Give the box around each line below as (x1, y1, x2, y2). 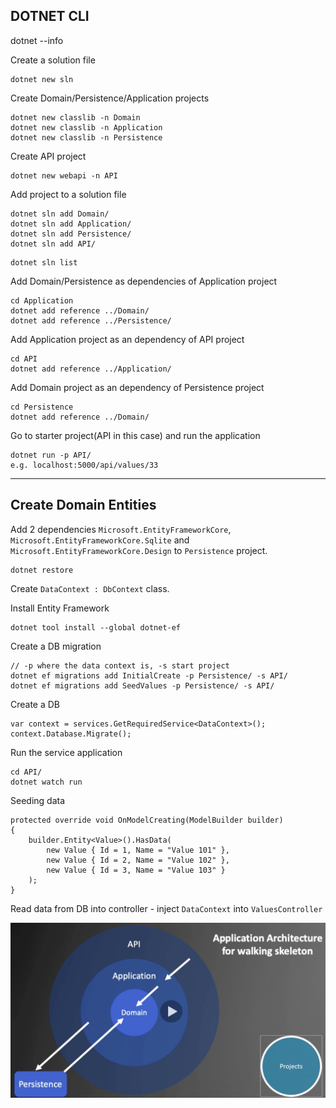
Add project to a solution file (10, 188, 127, 200)
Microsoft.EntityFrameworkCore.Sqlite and (10, 534, 190, 546)
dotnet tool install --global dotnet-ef (10, 622, 182, 633)
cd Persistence (10, 402, 74, 412)
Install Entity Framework (10, 602, 110, 614)
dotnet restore (10, 565, 74, 575)
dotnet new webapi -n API (10, 170, 118, 181)
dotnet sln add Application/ (10, 219, 132, 229)
